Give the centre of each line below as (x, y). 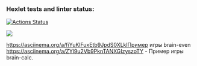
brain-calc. (20, 58)
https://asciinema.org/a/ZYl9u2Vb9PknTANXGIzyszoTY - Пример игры (95, 51)
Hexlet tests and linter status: (50, 9)
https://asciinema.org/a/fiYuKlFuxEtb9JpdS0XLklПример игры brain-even (98, 45)
